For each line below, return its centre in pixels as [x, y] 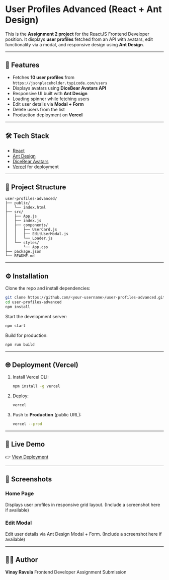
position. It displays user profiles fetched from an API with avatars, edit [79, 39]
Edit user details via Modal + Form [48, 104]
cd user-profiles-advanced [33, 302]
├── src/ [14, 212]
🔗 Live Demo [25, 444]
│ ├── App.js [21, 216]
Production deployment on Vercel [48, 115]
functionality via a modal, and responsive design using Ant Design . [75, 44]
